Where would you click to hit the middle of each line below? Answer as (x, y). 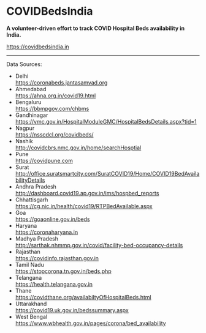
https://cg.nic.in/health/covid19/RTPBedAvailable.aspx (84, 206)
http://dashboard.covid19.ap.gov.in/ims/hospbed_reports (87, 193)
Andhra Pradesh (36, 186)
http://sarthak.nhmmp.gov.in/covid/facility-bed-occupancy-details (99, 245)
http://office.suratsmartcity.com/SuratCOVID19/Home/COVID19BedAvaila (107, 173)
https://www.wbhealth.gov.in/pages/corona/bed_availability (91, 323)
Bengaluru (28, 102)
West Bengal (31, 316)
